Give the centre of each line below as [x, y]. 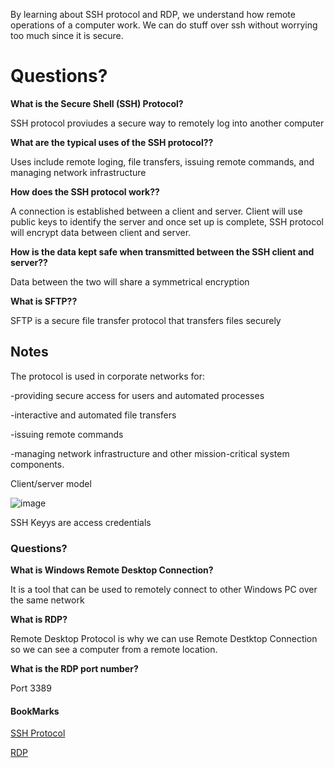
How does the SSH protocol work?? [85, 191]
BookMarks [35, 711]
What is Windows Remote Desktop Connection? [112, 570]
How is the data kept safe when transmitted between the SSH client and [162, 251]
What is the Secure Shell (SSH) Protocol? [97, 103]
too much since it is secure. [67, 35]
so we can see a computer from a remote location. [114, 650]
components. [37, 464]
